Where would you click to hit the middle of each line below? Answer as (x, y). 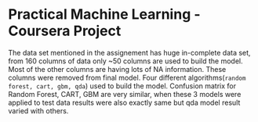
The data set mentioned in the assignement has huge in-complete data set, (129, 52)
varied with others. (38, 110)
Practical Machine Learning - (105, 14)
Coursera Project (65, 31)
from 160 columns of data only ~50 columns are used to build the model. (125, 61)
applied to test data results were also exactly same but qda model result (124, 102)
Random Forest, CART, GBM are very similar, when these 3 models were (125, 94)
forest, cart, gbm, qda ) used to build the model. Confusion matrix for (122, 86)
